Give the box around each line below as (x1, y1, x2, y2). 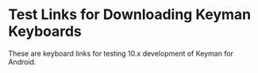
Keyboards (8, 22, 82, 40)
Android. (8, 57, 37, 67)
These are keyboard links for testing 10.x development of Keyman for (8, 48, 234, 58)
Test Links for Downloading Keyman (8, 6, 252, 24)
